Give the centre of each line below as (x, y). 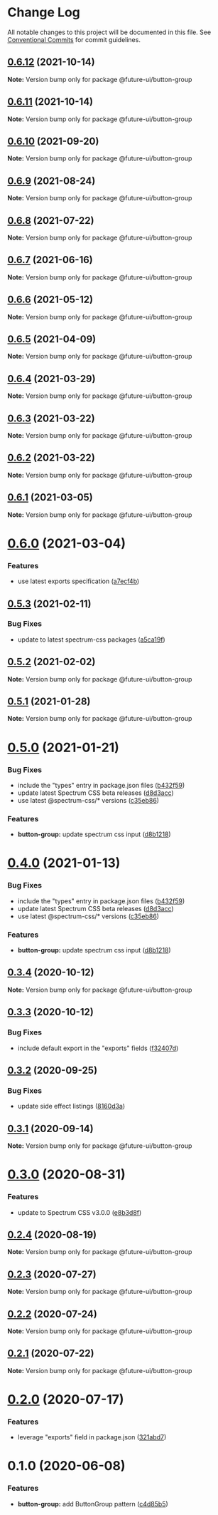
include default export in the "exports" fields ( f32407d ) (98, 1048)
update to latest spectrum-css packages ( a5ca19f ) (91, 640)
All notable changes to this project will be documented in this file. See (109, 32)
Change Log (44, 12)
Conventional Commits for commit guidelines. (74, 39)
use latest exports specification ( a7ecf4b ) (78, 581)
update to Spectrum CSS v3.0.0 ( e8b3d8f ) (80, 1212)
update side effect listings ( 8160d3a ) (71, 1106)
